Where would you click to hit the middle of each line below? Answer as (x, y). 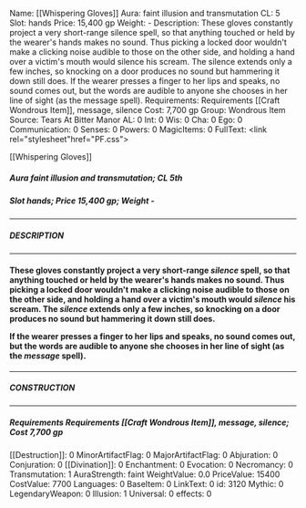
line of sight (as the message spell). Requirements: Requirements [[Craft (145, 100)
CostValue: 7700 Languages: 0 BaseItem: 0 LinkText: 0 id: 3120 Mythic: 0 (147, 484)
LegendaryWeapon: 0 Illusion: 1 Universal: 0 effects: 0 (111, 494)
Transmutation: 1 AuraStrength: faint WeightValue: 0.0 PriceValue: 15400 (145, 474)
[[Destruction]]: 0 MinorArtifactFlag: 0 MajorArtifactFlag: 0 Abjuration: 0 (144, 455)
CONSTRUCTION (42, 388)
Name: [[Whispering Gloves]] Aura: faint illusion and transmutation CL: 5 (145, 13)
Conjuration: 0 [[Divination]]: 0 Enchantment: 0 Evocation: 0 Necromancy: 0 (152, 465)
